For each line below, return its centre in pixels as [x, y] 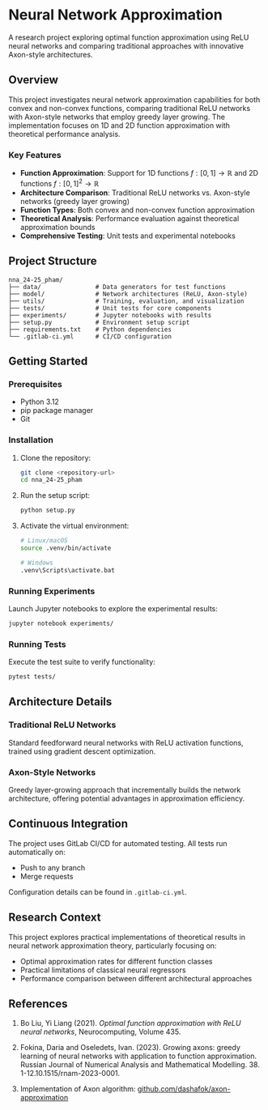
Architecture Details [60, 702]
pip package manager [57, 410]
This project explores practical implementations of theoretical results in [127, 937]
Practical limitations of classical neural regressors [103, 970]
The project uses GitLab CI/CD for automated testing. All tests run [118, 843]
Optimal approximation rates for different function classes [116, 961]
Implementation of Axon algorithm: [78, 1089]
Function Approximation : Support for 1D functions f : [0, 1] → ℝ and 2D [139, 173]
